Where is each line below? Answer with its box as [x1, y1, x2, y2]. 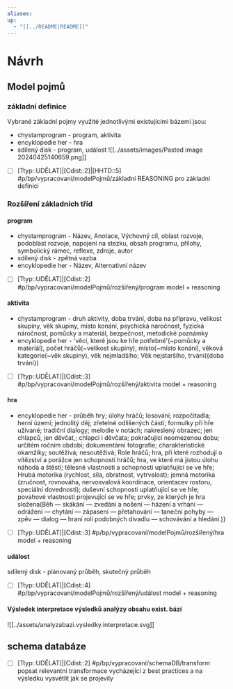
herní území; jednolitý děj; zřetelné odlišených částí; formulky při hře [17, 418, 214, 427]
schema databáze [7, 640, 87, 652]
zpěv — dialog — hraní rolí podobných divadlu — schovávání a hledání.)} [17, 514, 226, 523]
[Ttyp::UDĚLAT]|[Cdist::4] [17, 581, 91, 589]
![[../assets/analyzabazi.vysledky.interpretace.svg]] [7, 620, 154, 628]
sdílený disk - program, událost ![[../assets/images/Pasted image [17, 145, 203, 154]
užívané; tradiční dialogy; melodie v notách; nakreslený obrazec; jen [17, 426, 214, 434]
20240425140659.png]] [17, 153, 87, 161]
